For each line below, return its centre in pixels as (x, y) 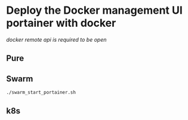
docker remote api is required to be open (56, 39)
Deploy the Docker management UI (95, 10)
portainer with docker (61, 23)
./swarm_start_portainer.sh (41, 93)
